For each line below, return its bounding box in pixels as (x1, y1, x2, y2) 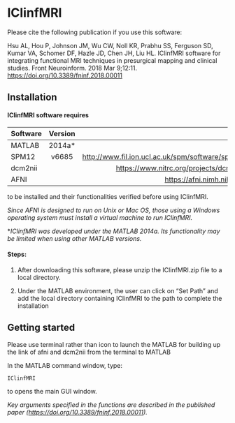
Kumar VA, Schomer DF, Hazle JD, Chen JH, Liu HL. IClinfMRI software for (7, 49, 221, 57)
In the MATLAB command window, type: (7, 361, 123, 369)
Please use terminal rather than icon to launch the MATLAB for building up (7, 340, 221, 348)
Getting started (7, 322, 76, 334)
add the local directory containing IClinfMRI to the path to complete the (17, 294, 222, 302)
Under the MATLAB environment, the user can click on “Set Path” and (17, 286, 218, 295)
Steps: (7, 250, 27, 259)
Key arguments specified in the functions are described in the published (7, 400, 215, 409)
